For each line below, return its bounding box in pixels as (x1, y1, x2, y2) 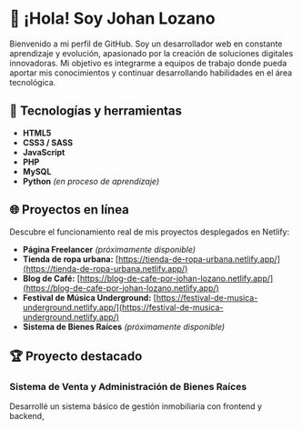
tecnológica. (9, 76, 56, 87)
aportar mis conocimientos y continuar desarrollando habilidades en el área (9, 67, 293, 78)
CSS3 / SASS (22, 136, 74, 148)
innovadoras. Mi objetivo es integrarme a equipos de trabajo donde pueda (9, 57, 287, 68)
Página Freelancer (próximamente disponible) (22, 244, 196, 255)
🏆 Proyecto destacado (9, 348, 143, 364)
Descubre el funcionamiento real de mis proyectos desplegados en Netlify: (9, 226, 289, 237)
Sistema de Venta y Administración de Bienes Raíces (9, 380, 247, 393)
